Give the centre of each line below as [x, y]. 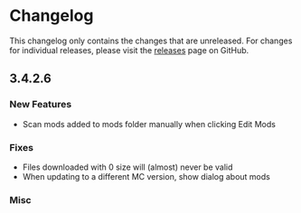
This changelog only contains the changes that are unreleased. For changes [151, 41]
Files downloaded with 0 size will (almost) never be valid [127, 167]
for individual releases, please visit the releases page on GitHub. [129, 50]
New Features [41, 105]
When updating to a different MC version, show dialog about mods [146, 176]
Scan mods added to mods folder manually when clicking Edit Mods [149, 124]
